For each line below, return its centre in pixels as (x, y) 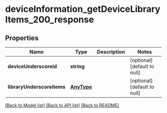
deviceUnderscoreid (32, 66)
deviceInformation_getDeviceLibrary (83, 9)
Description (111, 52)
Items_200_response (50, 20)
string (78, 66)
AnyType (81, 87)
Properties (22, 38)
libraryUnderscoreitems (37, 87)
